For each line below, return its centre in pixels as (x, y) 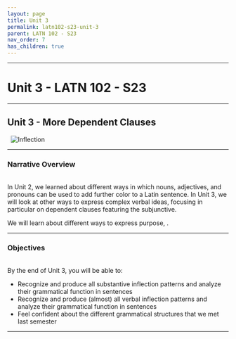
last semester (37, 321)
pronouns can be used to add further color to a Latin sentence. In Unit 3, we (117, 195)
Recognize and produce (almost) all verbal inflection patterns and (112, 299)
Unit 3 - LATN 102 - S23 (77, 88)
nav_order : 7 (26, 40)
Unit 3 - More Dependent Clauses (82, 123)
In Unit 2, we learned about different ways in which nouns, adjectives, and (114, 187)
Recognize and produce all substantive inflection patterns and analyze (119, 284)
